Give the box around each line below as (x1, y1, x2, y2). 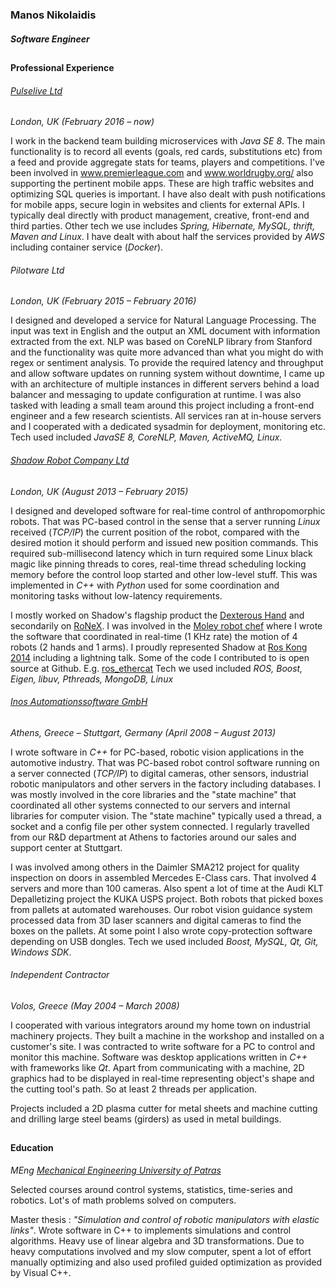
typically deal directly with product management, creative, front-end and (10, 209, 310, 222)
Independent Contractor (10, 969, 110, 981)
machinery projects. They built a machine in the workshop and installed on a (10, 1029, 325, 1042)
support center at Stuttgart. (10, 841, 123, 853)
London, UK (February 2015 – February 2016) (10, 295, 197, 307)
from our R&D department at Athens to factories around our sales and (10, 831, 297, 843)
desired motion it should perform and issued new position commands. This (10, 536, 319, 548)
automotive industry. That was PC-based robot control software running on (10, 756, 320, 768)
